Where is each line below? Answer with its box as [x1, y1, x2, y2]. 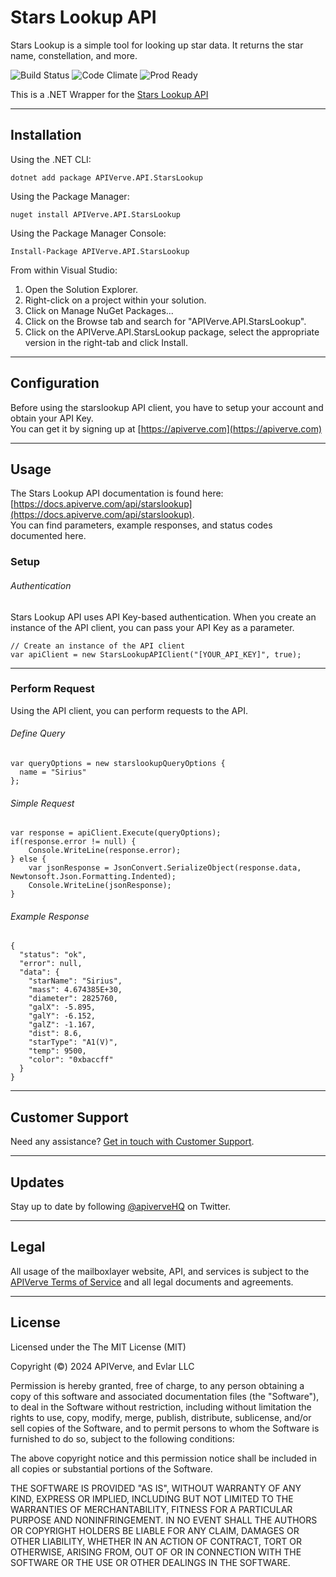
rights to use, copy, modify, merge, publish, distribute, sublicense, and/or [10, 1411, 312, 1423]
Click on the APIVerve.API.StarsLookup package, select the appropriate [24, 326, 320, 338]
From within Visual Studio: [10, 264, 118, 276]
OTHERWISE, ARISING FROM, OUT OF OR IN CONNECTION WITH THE [10, 1546, 302, 1558]
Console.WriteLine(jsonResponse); [28, 881, 172, 891]
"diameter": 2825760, [28, 994, 118, 1004]
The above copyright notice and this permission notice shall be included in [10, 1452, 317, 1464]
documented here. [10, 530, 87, 542]
